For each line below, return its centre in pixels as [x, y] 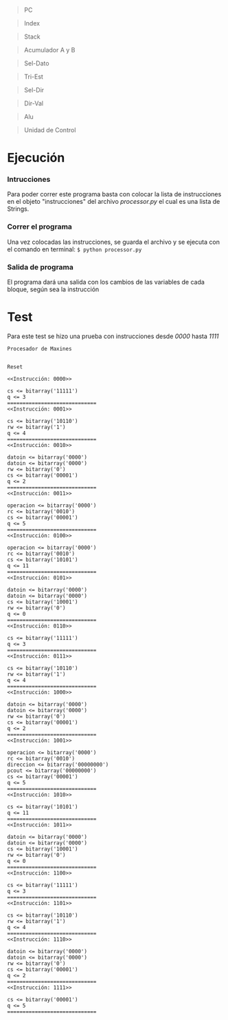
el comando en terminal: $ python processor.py [75, 249]
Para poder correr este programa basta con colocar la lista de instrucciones [114, 194]
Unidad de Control [50, 130]
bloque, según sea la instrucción [53, 289]
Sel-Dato [36, 63]
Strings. [18, 209]
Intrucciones [29, 180]
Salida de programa [40, 267]
